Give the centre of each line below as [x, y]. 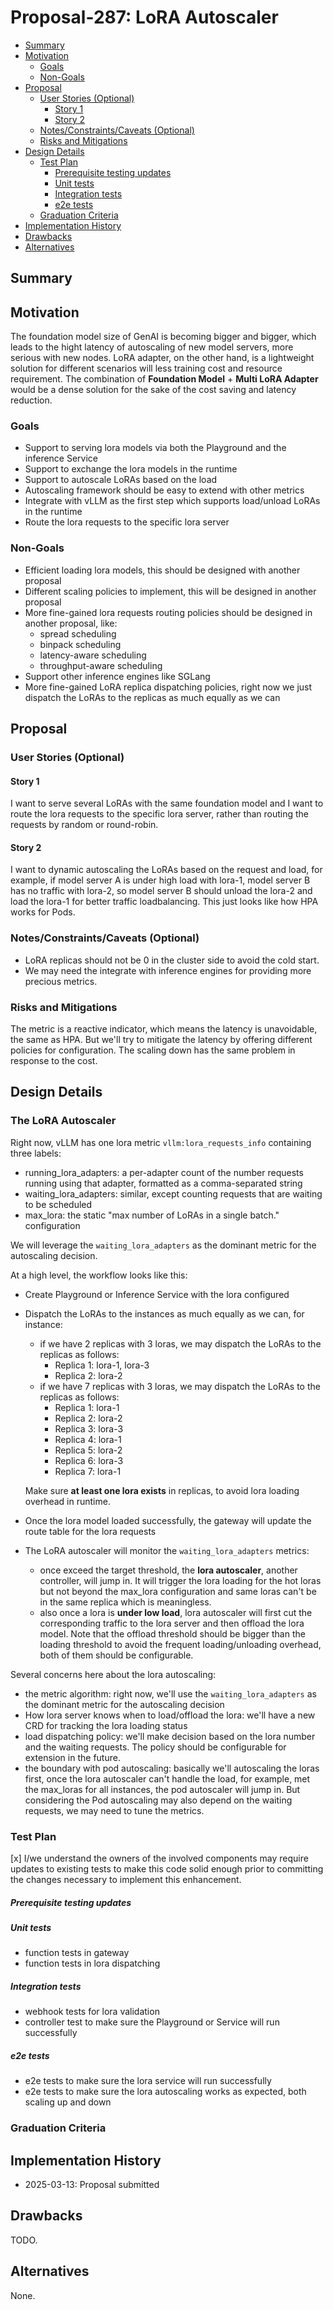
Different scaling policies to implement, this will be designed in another [170, 591]
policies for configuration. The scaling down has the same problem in [153, 1050]
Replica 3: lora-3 [89, 1428]
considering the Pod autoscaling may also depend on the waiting [158, 1800]
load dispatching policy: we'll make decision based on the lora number [170, 1736]
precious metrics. [61, 981]
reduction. [31, 400]
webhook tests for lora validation [92, 2012]
